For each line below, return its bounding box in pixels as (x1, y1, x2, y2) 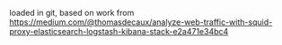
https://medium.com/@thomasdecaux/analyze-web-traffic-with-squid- (9, 17, 273, 27)
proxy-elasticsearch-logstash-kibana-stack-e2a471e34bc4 (9, 26, 229, 36)
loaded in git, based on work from (9, 8, 135, 18)
